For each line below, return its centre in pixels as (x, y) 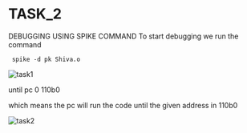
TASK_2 (35, 14)
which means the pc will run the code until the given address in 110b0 (123, 105)
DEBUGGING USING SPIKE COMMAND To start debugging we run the (123, 36)
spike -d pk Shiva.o (46, 59)
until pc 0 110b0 (34, 90)
